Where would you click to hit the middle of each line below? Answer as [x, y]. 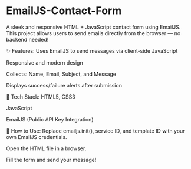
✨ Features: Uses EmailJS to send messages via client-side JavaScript [92, 50]
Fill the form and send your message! [51, 160]
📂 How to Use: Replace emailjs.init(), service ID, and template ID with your [95, 131]
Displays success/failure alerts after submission [64, 85]
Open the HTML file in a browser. [46, 148]
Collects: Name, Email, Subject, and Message [61, 74]
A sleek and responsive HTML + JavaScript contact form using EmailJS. [93, 27]
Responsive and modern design [45, 62]
